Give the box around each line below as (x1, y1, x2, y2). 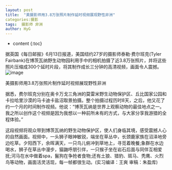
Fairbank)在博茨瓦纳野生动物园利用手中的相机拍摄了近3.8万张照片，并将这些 (5, 57, 167, 64)
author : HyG (5, 27, 31, 32)
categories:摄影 (5, 17, 38, 22)
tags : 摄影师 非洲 (5, 21, 43, 27)
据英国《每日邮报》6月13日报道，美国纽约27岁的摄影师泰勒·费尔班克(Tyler (5, 51, 162, 57)
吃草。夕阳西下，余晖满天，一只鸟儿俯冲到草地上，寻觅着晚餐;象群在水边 (9, 140, 164, 146)
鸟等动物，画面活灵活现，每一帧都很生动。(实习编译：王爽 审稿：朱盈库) (5, 159, 158, 165)
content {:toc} (12, 40, 42, 46)
